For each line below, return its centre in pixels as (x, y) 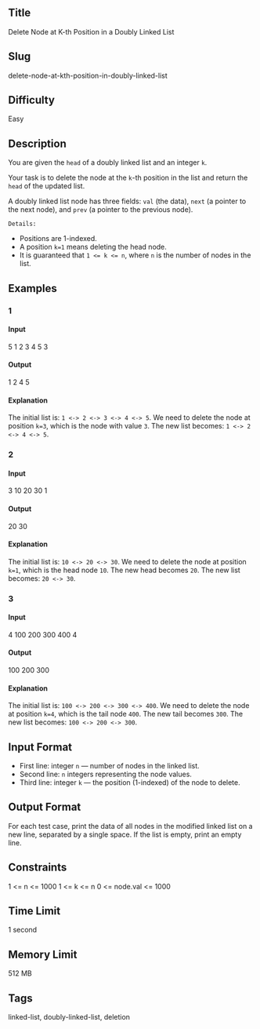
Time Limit (34, 911)
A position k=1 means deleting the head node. (93, 247)
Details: (22, 224)
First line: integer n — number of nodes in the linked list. (109, 766)
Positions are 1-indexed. (58, 239)
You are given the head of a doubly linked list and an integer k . (108, 162)
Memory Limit (43, 954)
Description (37, 143)
